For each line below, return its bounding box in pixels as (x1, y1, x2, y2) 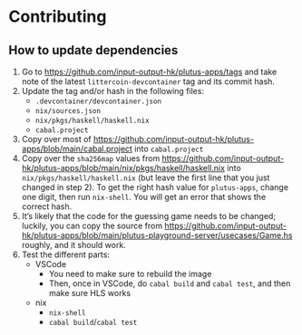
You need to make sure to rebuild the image (48, 269, 212, 279)
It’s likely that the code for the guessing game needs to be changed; (21, 211, 277, 221)
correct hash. (21, 201, 73, 212)
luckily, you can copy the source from (21, 220, 163, 231)
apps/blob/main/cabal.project (21, 143, 133, 154)
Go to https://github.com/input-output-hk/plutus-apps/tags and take (21, 66, 278, 77)
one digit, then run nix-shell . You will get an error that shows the (21, 192, 267, 202)
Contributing (8, 6, 107, 27)
